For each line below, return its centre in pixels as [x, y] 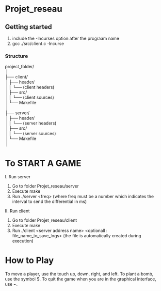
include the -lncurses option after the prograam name [66, 38]
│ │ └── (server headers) [31, 123]
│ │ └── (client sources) [30, 97]
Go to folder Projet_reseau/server [45, 186]
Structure [16, 56]
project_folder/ [20, 67]
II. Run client [17, 211]
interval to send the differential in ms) [49, 201]
